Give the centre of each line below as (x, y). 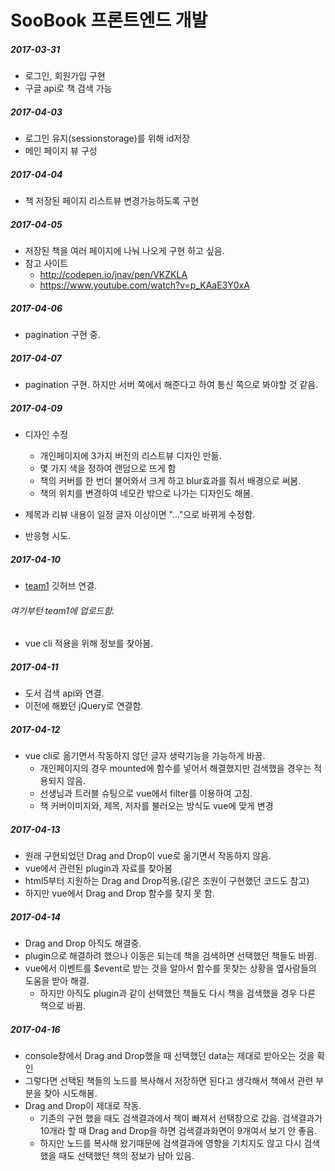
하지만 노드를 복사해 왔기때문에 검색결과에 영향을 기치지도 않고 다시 (170, 1143)
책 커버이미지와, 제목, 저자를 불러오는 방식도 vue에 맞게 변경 (156, 806)
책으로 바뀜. (62, 1006)
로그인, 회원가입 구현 (65, 76)
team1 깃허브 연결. (61, 585)
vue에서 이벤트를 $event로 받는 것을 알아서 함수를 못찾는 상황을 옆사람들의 (170, 968)
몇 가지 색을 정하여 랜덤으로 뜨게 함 (108, 468)
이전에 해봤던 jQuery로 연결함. (84, 706)
